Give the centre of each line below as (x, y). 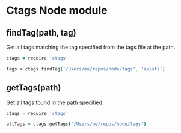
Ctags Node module (57, 11)
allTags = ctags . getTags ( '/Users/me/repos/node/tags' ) (76, 124)
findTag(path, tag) (41, 33)
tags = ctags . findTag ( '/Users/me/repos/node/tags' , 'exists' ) (86, 69)
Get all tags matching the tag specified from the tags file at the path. (91, 47)
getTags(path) (34, 88)
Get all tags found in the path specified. (55, 102)
